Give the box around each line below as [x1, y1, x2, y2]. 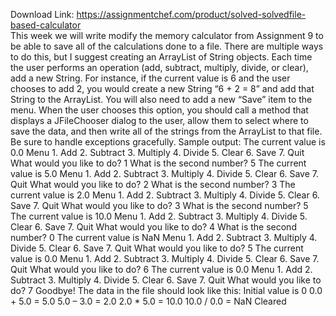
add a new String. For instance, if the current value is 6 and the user [10, 72, 291, 84]
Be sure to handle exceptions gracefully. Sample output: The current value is [10, 136, 326, 148]
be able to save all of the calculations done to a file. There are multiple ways [10, 40, 324, 52]
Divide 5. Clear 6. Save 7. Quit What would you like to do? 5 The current [10, 242, 304, 254]
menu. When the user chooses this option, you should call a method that [10, 104, 309, 116]
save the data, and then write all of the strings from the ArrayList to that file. [10, 125, 323, 137]
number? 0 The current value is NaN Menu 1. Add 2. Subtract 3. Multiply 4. [10, 232, 318, 243]
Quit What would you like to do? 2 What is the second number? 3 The [10, 179, 296, 190]
